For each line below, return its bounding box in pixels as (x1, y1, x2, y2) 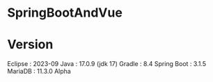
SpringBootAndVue (7, 5, 123, 21)
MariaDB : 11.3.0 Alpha (7, 67, 71, 76)
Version (7, 37, 54, 53)
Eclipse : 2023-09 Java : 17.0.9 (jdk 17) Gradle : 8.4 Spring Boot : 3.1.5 (7, 60, 207, 68)
